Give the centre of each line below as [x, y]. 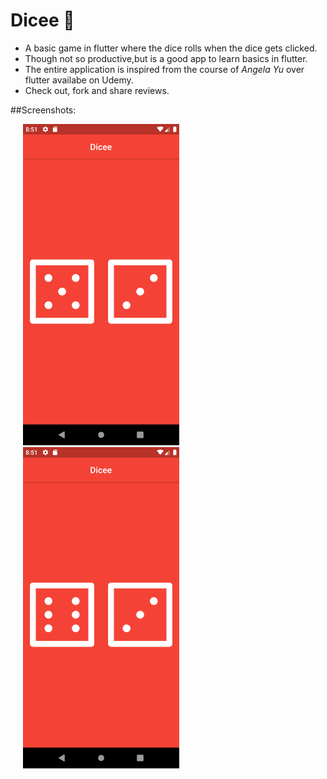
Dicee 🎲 [42, 20]
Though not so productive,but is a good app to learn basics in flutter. [166, 58]
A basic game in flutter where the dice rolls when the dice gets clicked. [171, 48]
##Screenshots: [43, 110]
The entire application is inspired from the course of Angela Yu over [164, 69]
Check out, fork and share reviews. [97, 90]
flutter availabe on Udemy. [79, 80]
